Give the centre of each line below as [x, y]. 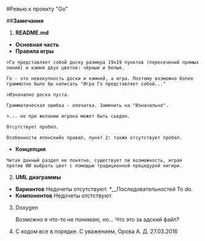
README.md [32, 33]
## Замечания [25, 21]
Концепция [30, 149]
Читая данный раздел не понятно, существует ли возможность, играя [95, 160]
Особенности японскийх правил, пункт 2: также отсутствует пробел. [95, 138]
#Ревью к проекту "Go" [37, 9]
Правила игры [34, 51]
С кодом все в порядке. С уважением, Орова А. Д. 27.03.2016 [96, 231]
